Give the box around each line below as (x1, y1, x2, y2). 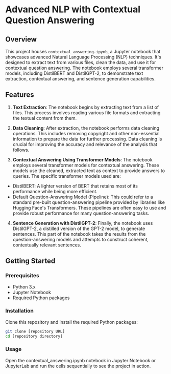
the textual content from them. (12, 115, 77, 121)
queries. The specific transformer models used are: (12, 173, 121, 179)
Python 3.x (12, 283, 36, 290)
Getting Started (5, 257, 56, 265)
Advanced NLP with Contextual (5, 4, 141, 15)
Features (5, 91, 34, 99)
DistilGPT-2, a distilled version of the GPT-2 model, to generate (12, 225, 145, 232)
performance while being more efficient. (12, 188, 98, 194)
